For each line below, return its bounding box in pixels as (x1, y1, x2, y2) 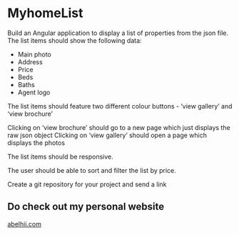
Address (17, 57, 43, 66)
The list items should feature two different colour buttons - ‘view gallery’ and (7, 101, 233, 110)
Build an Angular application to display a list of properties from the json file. (7, 29, 228, 37)
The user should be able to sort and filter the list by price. (7, 166, 176, 174)
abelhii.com (7, 219, 41, 228)
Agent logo (17, 88, 51, 96)
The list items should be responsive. (7, 152, 114, 161)
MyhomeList (7, 5, 83, 21)
